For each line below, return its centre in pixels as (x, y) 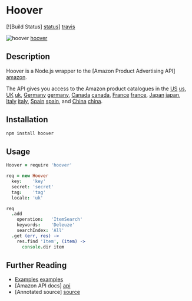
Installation (27, 120)
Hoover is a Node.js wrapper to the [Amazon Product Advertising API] (91, 71)
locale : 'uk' (27, 198)
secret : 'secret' (33, 187)
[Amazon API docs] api (42, 286)
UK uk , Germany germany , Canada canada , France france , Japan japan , (93, 94)
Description (28, 57)
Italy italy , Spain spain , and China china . (54, 101)
